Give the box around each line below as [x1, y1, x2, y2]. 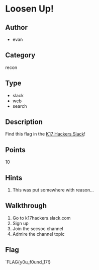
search [12, 103, 27, 109]
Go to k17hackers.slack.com [12, 215, 71, 221]
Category [5, 51, 36, 59]
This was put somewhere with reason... [12, 187, 94, 193]
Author [5, 23, 28, 32]
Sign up [12, 220, 29, 226]
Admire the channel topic [12, 231, 65, 237]
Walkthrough [5, 201, 47, 210]
